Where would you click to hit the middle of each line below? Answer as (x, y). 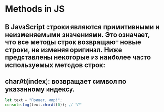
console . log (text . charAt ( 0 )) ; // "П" (44, 105)
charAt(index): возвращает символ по (66, 81)
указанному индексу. (40, 89)
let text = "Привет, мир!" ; (34, 100)
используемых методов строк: (55, 65)
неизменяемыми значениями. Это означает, (78, 34)
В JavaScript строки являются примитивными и (82, 27)
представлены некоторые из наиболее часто (78, 57)
